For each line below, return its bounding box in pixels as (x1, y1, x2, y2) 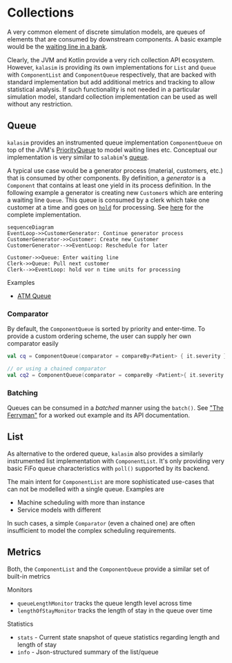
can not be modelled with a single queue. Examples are (7, 485, 164, 493)
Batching (7, 388, 38, 398)
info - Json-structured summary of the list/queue (17, 648, 159, 656)
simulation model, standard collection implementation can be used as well (7, 92, 217, 101)
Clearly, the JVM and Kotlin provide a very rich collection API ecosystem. (7, 55, 215, 64)
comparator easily (7, 339, 59, 348)
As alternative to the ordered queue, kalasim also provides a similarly (7, 449, 204, 458)
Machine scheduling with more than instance (17, 498, 145, 506)
